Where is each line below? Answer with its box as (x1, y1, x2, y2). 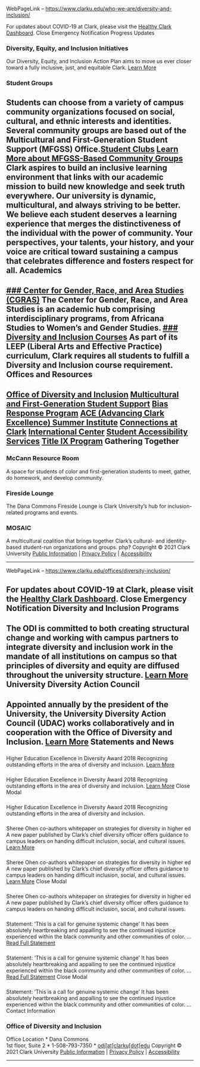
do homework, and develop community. (6, 474, 104, 481)
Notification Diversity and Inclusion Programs (6, 603, 180, 613)
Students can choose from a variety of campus (6, 97, 184, 107)
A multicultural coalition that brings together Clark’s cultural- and (6, 537, 165, 545)
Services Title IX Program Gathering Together (6, 436, 180, 446)
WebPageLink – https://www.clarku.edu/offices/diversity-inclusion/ (6, 567, 171, 575)
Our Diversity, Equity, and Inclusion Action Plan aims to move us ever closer (6, 58, 192, 65)
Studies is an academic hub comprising (6, 304, 156, 314)
